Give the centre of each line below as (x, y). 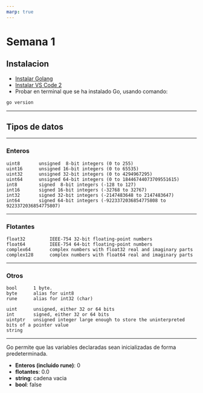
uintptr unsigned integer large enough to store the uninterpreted (96, 320)
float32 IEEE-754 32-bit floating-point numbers (79, 239)
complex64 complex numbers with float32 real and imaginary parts (100, 249)
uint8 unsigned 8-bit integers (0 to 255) (70, 164)
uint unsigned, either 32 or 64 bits (60, 309)
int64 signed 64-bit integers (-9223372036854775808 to (86, 200)
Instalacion (28, 64)
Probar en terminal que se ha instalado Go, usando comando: (91, 91)
